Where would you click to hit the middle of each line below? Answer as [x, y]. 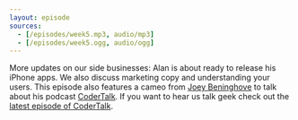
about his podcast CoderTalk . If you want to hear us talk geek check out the [149, 97]
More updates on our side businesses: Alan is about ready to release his [143, 68]
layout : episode [39, 17]
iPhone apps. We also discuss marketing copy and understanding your [140, 78]
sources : [26, 26]
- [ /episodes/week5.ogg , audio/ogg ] [86, 43]
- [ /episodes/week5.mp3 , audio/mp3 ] [86, 34]
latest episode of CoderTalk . [61, 106]
